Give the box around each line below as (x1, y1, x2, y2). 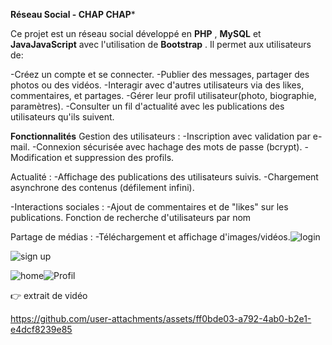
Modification (10, 152, 63, 163)
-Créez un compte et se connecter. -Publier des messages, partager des (10, 69, 310, 80)
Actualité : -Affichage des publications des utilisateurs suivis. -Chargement (10, 171, 319, 183)
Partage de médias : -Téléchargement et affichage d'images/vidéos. (10, 231, 291, 243)
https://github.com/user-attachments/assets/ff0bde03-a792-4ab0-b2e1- (10, 313, 312, 324)
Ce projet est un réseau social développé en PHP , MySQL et (10, 28, 262, 39)
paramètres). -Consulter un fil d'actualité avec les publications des (10, 100, 285, 112)
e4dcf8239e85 (10, 324, 73, 335)
